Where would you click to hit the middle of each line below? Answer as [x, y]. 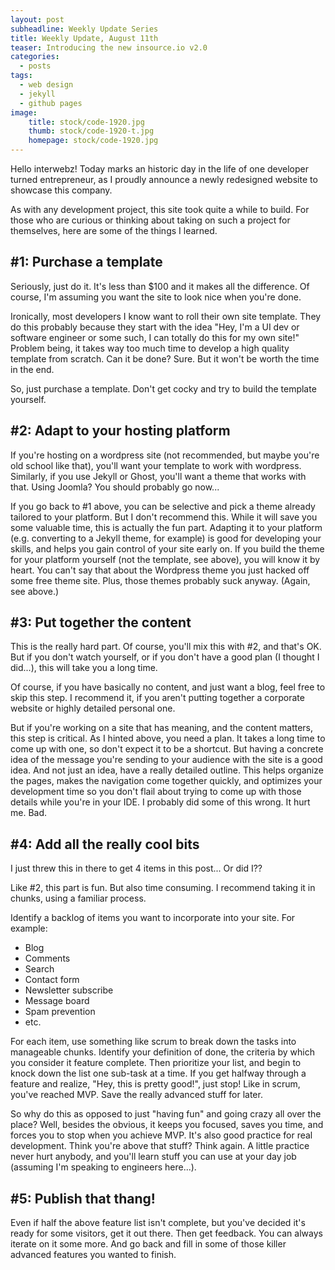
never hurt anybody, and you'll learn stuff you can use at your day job [153, 1157]
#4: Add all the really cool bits [105, 844]
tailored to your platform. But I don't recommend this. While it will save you [164, 517]
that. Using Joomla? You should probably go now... [115, 487]
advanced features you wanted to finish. [93, 1255]
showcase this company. [61, 190]
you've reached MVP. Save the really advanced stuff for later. [136, 1095]
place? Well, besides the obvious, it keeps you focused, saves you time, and [167, 1125]
